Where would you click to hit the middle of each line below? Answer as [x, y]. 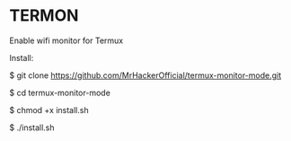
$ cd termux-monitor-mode [60, 93]
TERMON [44, 16]
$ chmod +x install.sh [49, 110]
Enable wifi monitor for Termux [66, 40]
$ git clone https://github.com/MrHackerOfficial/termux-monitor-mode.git [145, 75]
